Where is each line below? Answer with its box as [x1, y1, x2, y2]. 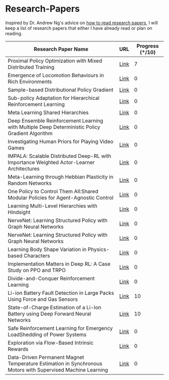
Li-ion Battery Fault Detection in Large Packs [8, 289, 114, 296]
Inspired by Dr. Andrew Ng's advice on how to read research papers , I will [5, 20, 158, 26]
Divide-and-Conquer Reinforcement [8, 275, 95, 282]
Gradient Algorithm [8, 130, 53, 137]
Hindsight [8, 208, 31, 215]
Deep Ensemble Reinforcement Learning [8, 117, 104, 124]
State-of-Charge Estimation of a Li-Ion [8, 304, 102, 311]
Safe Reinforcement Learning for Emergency [8, 324, 113, 332]
